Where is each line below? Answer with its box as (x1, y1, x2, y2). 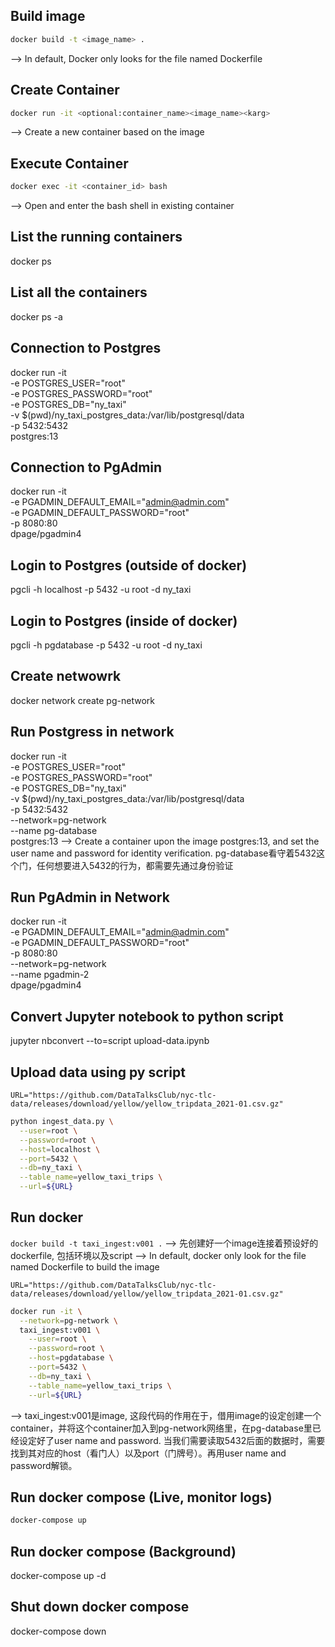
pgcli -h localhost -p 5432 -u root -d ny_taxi (10, 584, 192, 596)
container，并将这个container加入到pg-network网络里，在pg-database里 (10, 1422, 313, 1434)
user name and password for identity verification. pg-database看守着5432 (10, 847, 317, 859)
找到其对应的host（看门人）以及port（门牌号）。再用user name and (10, 1447, 287, 1459)
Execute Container (10, 155, 129, 172)
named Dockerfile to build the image (10, 1260, 160, 1273)
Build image (10, 8, 86, 25)
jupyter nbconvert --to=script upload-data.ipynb (10, 1035, 210, 1047)
